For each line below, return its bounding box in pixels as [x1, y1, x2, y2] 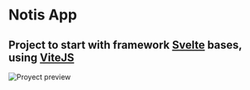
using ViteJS [8, 50, 75, 64]
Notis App [8, 6, 77, 24]
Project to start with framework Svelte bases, [8, 38, 242, 52]
